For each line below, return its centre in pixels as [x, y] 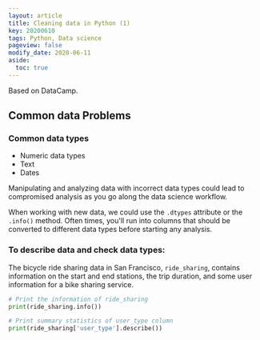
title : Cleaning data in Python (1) [69, 23]
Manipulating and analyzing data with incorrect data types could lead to [126, 188]
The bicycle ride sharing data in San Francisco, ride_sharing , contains [124, 267]
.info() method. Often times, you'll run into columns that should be [119, 221]
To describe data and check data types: [87, 250]
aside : [19, 61]
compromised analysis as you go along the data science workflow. [118, 197]
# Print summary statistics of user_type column [91, 321]
